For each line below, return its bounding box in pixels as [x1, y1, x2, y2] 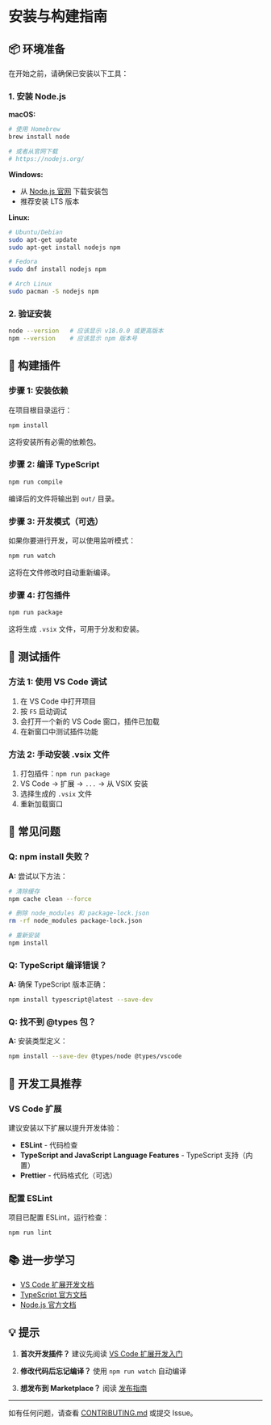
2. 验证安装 [8, 308, 52, 319]
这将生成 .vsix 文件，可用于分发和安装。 [8, 624, 144, 634]
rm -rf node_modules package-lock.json [8, 917, 143, 925]
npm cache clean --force [8, 894, 92, 903]
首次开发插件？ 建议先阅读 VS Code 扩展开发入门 [19, 1348, 183, 1359]
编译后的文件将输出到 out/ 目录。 [8, 493, 119, 503]
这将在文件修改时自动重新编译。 [8, 567, 115, 577]
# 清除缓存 [8, 887, 40, 895]
